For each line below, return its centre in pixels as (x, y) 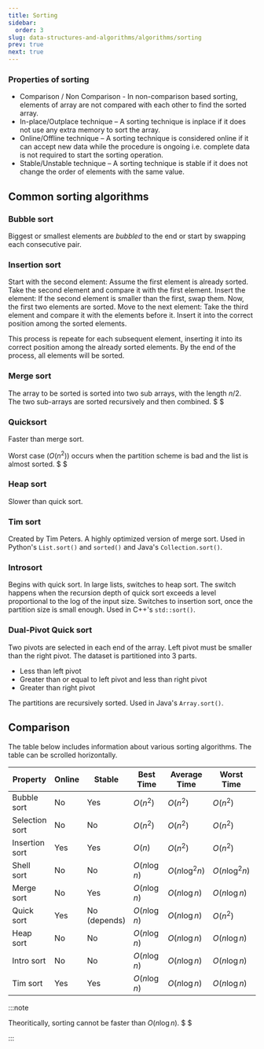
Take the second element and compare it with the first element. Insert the (127, 290)
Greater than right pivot (57, 687)
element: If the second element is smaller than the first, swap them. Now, (126, 299)
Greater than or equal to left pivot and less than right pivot (113, 679)
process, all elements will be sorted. (66, 355)
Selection (29, 820)
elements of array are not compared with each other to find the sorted (133, 105)
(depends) (106, 920)
